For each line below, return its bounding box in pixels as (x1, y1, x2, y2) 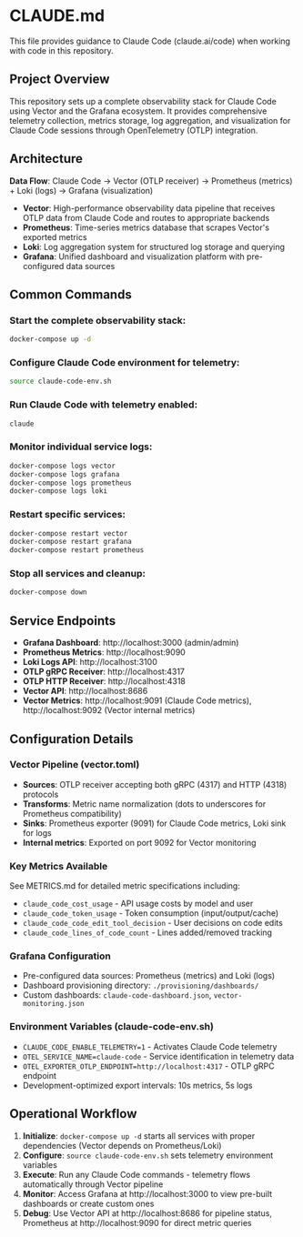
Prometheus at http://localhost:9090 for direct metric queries (22, 1217, 252, 1228)
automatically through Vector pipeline (22, 1179, 164, 1190)
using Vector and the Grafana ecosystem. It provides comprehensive (9, 106, 268, 116)
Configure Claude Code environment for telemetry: (9, 357, 240, 369)
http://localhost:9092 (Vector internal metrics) (22, 705, 196, 716)
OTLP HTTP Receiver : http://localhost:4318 (22, 676, 187, 687)
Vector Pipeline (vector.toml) (9, 759, 140, 771)
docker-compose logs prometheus (9, 478, 132, 488)
